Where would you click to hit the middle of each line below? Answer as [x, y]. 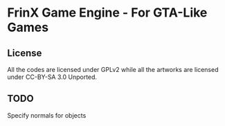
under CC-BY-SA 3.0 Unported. [52, 77]
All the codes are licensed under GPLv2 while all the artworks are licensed [113, 70]
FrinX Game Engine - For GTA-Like [107, 13]
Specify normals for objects [47, 115]
